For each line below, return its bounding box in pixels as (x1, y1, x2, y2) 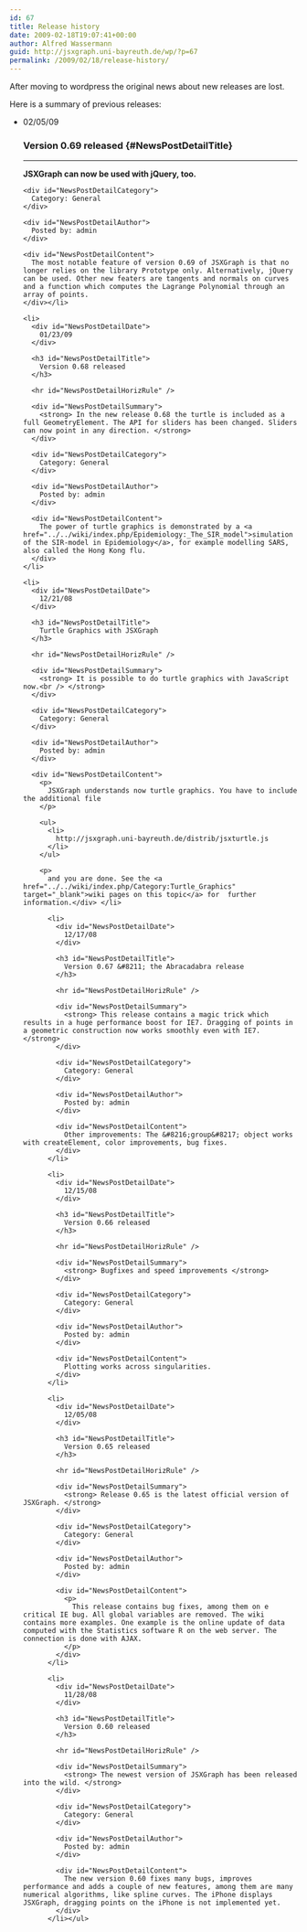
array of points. (22, 290, 90, 300)
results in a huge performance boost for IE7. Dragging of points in (22, 1019, 294, 1028)
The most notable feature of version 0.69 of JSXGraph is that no (31, 258, 290, 268)
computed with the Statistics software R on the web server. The (22, 1627, 277, 1636)
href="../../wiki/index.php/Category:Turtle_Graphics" (22, 882, 237, 891)
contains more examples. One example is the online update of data (22, 1618, 285, 1628)
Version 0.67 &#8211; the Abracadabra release (63, 962, 245, 972)
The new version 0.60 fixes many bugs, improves (63, 1874, 253, 1884)
